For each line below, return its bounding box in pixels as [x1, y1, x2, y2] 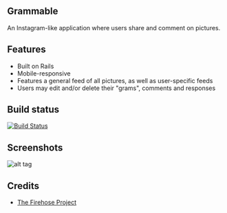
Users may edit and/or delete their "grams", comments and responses [17, 84, 216, 92]
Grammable [7, 5, 58, 17]
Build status [7, 104, 60, 115]
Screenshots [7, 142, 63, 153]
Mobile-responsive [17, 69, 71, 78]
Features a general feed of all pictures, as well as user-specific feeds [17, 76, 213, 85]
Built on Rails [17, 62, 54, 70]
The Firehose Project [17, 199, 77, 207]
